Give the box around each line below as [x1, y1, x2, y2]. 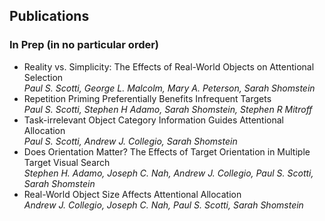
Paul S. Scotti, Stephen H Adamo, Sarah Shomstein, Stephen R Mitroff [23, 103, 313, 115]
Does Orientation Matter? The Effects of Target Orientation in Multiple [23, 145, 311, 158]
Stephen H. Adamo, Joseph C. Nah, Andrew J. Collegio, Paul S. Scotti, [23, 167, 314, 179]
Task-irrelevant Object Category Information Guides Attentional [23, 114, 284, 126]
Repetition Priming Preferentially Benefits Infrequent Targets [23, 92, 272, 104]
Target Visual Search [23, 156, 111, 168]
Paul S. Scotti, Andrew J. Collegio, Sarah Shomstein [23, 135, 238, 147]
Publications [9, 8, 90, 25]
